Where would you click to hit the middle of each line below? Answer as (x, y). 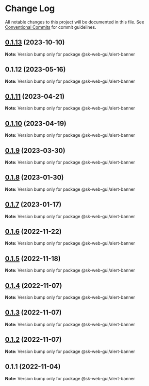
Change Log (30, 9)
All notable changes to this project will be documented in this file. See (75, 22)
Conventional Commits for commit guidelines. (50, 27)
